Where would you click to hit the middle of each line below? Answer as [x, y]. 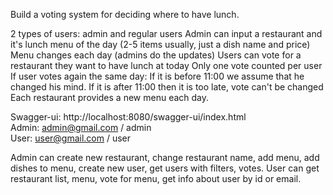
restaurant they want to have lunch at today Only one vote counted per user [166, 65]
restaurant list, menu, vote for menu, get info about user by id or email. [156, 178]
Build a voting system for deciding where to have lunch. [125, 14]
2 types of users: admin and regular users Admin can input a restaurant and [166, 33]
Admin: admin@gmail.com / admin [81, 127]
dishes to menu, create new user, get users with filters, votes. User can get [165, 168]
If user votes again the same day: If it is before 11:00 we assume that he [157, 76]
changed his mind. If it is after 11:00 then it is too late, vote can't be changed [167, 87]
